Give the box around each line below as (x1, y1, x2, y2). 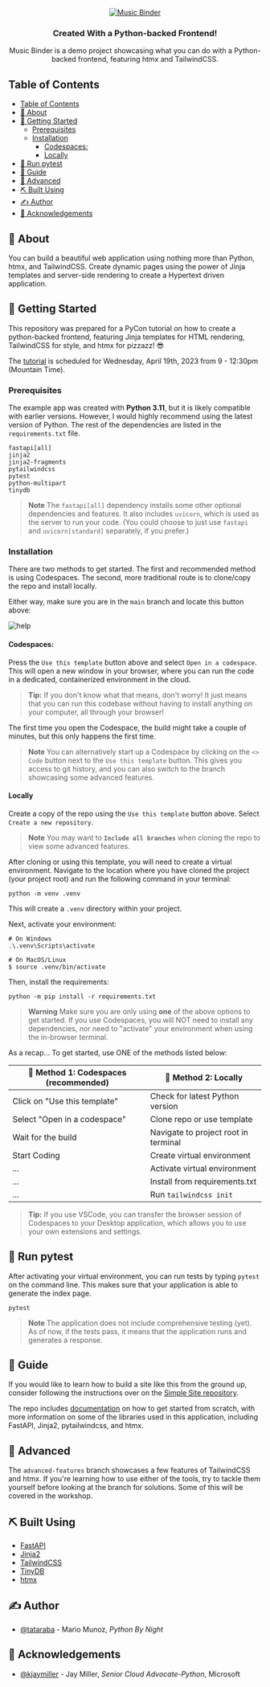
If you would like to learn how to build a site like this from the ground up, (8, 1379, 247, 1390)
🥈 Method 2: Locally (164, 1071, 243, 1083)
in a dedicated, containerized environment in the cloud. (8, 674, 191, 684)
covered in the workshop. (8, 1491, 93, 1501)
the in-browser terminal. (27, 1032, 108, 1042)
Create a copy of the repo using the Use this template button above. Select (8, 809, 260, 818)
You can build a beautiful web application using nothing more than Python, (8, 253, 256, 263)
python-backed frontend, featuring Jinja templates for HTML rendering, (8, 332, 245, 342)
